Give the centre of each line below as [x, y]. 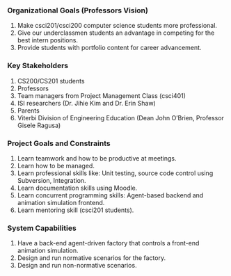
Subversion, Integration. [51, 180]
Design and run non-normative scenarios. [77, 266]
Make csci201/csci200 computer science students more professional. [117, 26]
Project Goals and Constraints [59, 143]
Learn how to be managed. [56, 165]
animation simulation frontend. [61, 202]
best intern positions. [48, 40]
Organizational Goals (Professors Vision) [78, 10]
